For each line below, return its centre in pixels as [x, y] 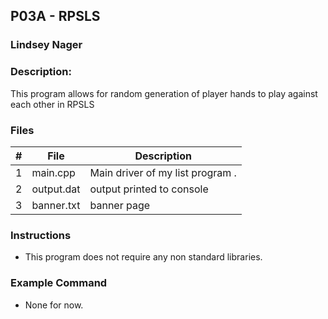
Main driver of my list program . [163, 172]
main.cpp [53, 172]
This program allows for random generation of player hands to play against [164, 93]
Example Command [59, 283]
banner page [120, 205]
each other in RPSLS [52, 104]
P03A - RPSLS [55, 16]
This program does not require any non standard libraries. [143, 257]
